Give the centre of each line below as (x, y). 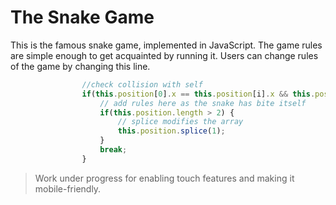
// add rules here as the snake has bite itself (203, 103)
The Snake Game (82, 17)
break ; (113, 150)
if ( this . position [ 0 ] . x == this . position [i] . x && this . (198, 94)
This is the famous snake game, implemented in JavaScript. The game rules (166, 45)
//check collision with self (142, 84)
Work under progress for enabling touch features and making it (164, 178)
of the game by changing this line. (80, 66)
